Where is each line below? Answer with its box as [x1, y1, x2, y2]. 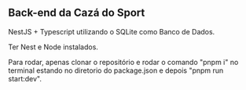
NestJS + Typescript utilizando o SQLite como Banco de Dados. [8, 27, 215, 36]
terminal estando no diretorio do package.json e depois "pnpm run [8, 66, 224, 75]
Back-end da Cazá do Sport [8, 6, 145, 20]
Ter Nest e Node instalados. [8, 42, 98, 52]
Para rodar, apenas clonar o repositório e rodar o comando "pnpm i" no [8, 57, 239, 67]
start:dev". [8, 74, 42, 83]
